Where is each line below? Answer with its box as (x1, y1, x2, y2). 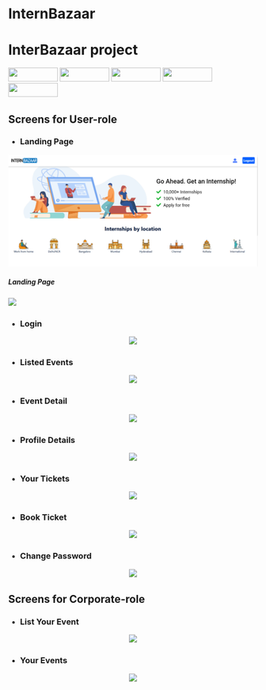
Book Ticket (19, 512, 67, 523)
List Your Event (19, 616, 79, 627)
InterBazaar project (8, 41, 139, 59)
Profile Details (19, 434, 75, 445)
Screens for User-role (8, 112, 117, 126)
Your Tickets (19, 473, 70, 484)
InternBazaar (8, 5, 96, 23)
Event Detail (19, 395, 68, 406)
